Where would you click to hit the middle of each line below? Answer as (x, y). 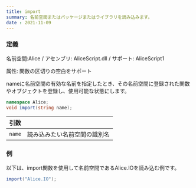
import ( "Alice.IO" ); (32, 179)
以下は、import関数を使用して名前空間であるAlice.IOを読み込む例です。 (93, 168)
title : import (24, 12)
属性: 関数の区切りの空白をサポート (49, 71)
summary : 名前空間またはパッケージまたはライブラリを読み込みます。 (79, 17)
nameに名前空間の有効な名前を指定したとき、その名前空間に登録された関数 (98, 83)
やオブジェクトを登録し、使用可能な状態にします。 (68, 91)
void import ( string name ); (39, 108)
